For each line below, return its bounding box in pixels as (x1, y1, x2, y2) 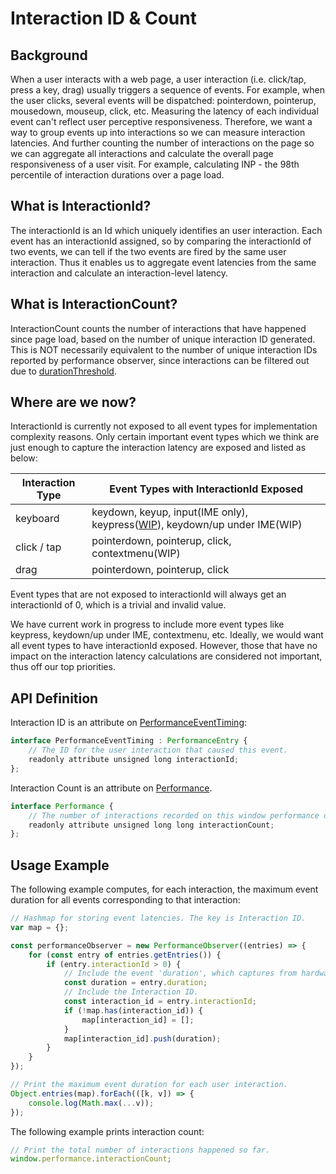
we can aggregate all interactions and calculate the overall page (10, 148, 274, 159)
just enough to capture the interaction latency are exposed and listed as (10, 442, 307, 454)
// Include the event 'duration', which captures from (63, 968, 298, 979)
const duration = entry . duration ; (63, 978, 208, 988)
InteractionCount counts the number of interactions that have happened (10, 322, 307, 334)
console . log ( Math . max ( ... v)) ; (28, 1098, 155, 1108)
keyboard (15, 512, 60, 526)
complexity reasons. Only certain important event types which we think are (10, 431, 320, 443)
